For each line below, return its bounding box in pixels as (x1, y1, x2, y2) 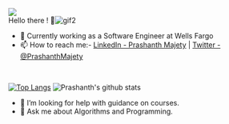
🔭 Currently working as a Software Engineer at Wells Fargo (19, 31, 214, 40)
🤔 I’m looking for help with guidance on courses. (19, 98, 180, 107)
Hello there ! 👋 (8, 16, 55, 25)
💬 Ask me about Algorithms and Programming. (19, 106, 174, 116)
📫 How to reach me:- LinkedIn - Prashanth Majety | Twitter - (19, 40, 221, 50)
